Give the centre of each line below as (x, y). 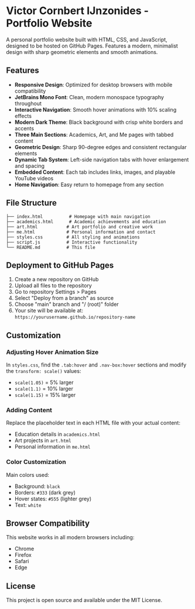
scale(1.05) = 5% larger (44, 382)
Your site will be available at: (49, 311)
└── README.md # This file (51, 247)
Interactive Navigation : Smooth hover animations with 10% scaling (95, 109)
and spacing (30, 166)
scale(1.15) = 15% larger (45, 395)
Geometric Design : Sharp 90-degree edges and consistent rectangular (100, 147)
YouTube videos (34, 178)
